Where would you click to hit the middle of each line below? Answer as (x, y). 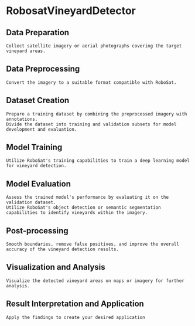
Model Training (34, 147)
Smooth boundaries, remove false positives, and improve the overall (93, 244)
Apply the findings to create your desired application (76, 317)
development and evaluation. (42, 129)
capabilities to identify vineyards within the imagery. (77, 213)
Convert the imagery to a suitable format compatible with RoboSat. (91, 82)
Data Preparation (37, 33)
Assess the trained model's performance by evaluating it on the (87, 198)
